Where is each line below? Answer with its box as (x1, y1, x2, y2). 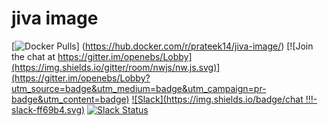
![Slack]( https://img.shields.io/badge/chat (131, 93, 304, 105)
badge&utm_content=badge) (11, 93, 130, 105)
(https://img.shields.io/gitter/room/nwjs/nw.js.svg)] (11, 61, 221, 73)
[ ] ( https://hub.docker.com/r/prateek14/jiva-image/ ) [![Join (11, 40, 314, 52)
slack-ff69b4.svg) (11, 103, 86, 116)
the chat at (11, 50, 56, 62)
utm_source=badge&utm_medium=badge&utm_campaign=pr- (11, 82, 267, 94)
